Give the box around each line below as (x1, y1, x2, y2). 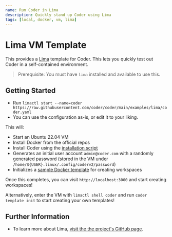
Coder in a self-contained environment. (5, 61, 89, 68)
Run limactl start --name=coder (12, 100, 83, 106)
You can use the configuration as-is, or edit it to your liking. (12, 114, 139, 120)
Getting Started (5, 86, 56, 95)
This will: (5, 124, 24, 131)
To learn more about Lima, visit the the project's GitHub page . (12, 226, 144, 232)
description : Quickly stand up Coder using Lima (5, 12, 111, 17)
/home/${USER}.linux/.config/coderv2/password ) (12, 161, 116, 167)
